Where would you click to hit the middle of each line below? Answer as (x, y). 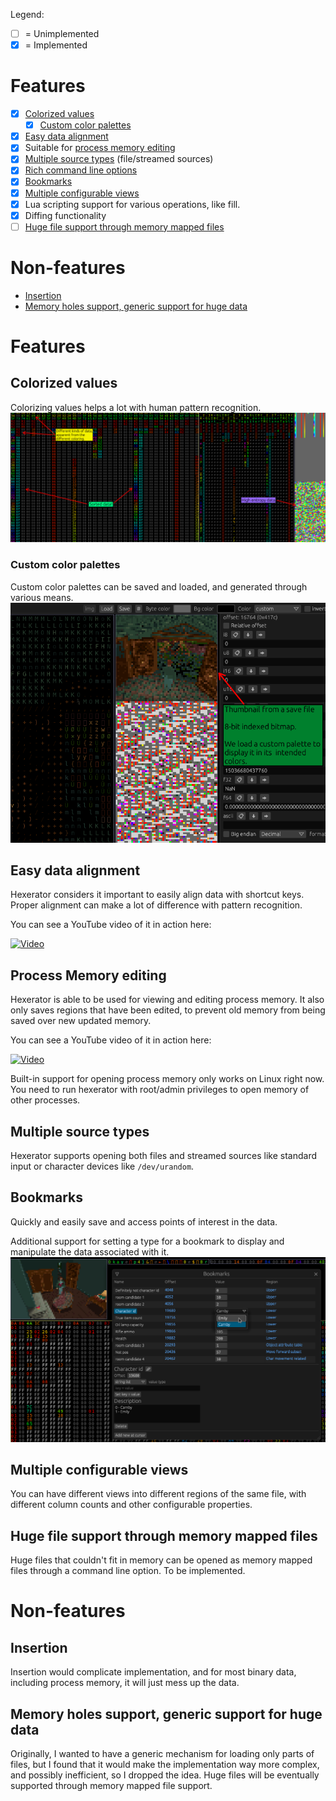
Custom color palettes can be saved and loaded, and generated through (159, 586)
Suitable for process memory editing (100, 148)
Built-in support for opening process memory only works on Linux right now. (167, 1079)
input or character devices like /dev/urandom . (102, 1166)
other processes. (45, 1100)
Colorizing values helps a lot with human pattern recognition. (136, 407)
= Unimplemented (62, 33)
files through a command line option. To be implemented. (128, 1571)
